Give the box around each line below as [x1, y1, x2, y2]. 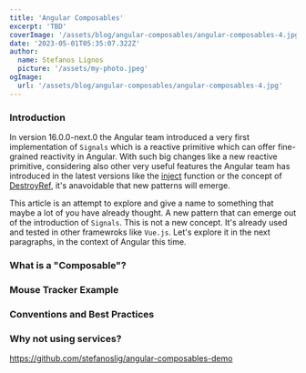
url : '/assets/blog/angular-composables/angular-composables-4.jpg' [17, 81, 283, 90]
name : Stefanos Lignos [17, 55, 104, 65]
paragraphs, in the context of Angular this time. [9, 236, 187, 247]
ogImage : [9, 73, 43, 82]
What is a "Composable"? [9, 258, 127, 271]
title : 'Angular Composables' [9, 13, 125, 23]
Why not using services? [9, 332, 122, 345]
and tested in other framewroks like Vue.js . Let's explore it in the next [9, 227, 270, 237]
